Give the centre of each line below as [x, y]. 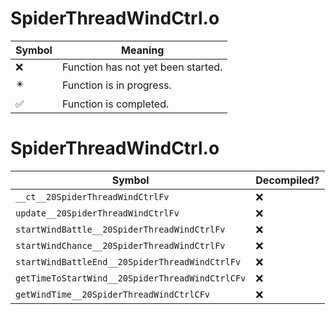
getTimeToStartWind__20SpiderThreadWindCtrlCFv [131, 278]
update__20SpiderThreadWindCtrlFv [97, 213]
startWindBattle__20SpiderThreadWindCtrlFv [120, 229]
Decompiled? [287, 180]
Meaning [143, 50]
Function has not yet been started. [142, 67]
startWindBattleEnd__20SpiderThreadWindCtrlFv [128, 261]
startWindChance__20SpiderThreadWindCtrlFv [120, 245]
